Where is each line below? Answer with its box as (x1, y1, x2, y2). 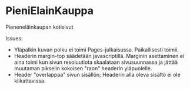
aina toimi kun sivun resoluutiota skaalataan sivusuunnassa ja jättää (14, 59, 178, 66)
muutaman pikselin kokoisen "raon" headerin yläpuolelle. (14, 64, 152, 71)
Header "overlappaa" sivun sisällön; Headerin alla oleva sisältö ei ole (14, 71, 181, 78)
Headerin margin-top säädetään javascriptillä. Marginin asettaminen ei (14, 52, 185, 59)
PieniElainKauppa (5, 4, 94, 18)
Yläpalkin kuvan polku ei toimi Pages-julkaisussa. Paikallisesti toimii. (14, 46, 179, 53)
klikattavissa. (14, 77, 46, 84)
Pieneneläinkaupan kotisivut (5, 23, 74, 30)
